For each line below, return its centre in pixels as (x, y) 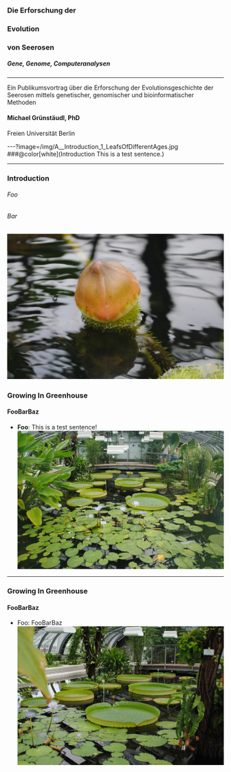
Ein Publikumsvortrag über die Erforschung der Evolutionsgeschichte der (110, 88)
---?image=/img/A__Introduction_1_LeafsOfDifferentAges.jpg (93, 146)
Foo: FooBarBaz (40, 623)
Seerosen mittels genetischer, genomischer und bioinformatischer (101, 94)
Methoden (22, 102)
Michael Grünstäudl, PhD (44, 118)
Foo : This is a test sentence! (57, 427)
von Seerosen (31, 47)
